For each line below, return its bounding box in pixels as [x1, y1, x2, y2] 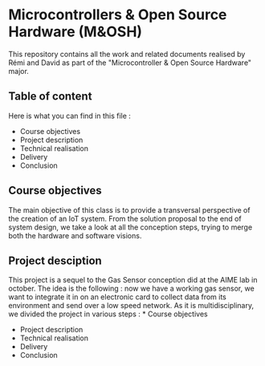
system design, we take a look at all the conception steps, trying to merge [8, 222, 253, 232]
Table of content [8, 90, 92, 104]
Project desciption [8, 254, 102, 267]
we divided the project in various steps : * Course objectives [8, 309, 208, 319]
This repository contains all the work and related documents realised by [8, 49, 246, 59]
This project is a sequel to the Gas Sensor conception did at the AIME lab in [8, 275, 258, 285]
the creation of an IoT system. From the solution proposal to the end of [8, 213, 243, 223]
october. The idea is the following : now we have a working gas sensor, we [8, 283, 255, 294]
